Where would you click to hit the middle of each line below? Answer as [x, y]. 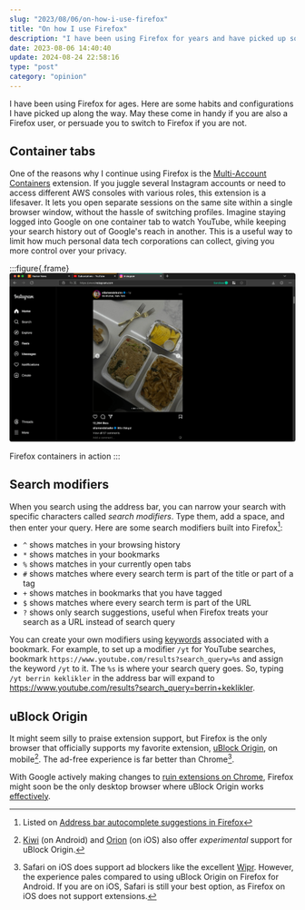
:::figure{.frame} [39, 268]
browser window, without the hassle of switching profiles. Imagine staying [148, 212]
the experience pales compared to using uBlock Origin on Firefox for [151, 876]
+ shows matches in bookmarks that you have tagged [122, 593]
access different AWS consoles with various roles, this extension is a [138, 193]
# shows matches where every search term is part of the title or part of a [158, 574]
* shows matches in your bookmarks [91, 555]
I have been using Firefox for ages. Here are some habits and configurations [152, 104]
